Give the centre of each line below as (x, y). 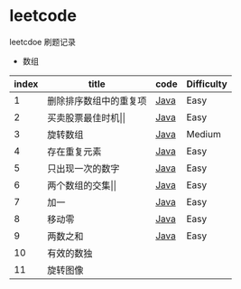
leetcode (43, 16)
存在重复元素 (74, 152)
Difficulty (207, 84)
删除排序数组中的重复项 (97, 100)
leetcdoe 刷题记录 (43, 42)
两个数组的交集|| (82, 185)
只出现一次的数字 (83, 168)
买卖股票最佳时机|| (86, 117)
